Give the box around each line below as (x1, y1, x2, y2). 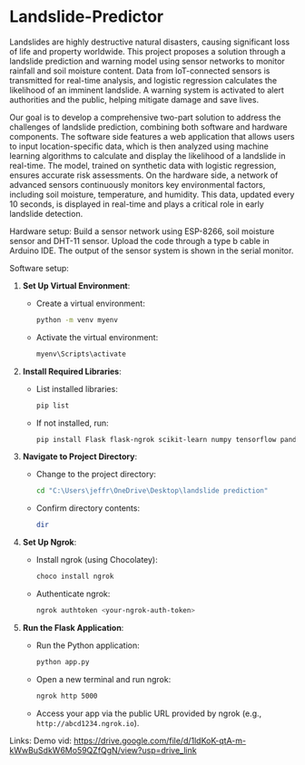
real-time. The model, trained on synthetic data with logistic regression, (9, 160, 277, 171)
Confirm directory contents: (35, 503, 141, 514)
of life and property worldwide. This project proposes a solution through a (9, 45, 286, 56)
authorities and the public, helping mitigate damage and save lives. (9, 93, 260, 105)
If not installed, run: (35, 417, 109, 428)
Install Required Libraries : (22, 366, 123, 377)
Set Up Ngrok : (22, 537, 77, 548)
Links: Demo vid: (9, 735, 73, 746)
